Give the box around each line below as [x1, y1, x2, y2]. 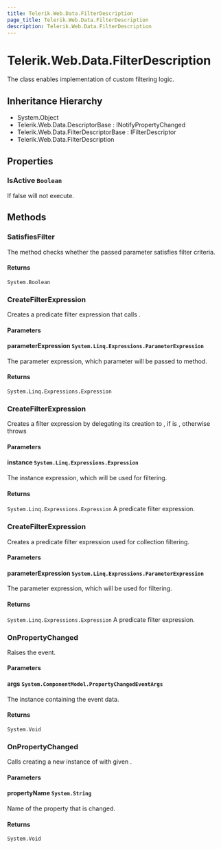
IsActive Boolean [7, 176, 62, 186]
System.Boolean [7, 279, 51, 286]
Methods [7, 211, 47, 224]
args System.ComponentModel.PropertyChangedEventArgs [7, 680, 163, 688]
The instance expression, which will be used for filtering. [7, 474, 167, 482]
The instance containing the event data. [7, 695, 119, 703]
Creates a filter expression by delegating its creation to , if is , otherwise [7, 420, 211, 428]
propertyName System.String [7, 789, 92, 797]
